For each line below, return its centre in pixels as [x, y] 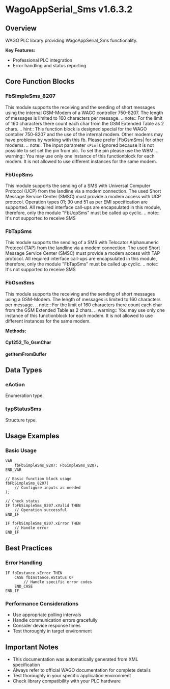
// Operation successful [41, 510]
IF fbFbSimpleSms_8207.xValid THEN [43, 506]
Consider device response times [47, 626]
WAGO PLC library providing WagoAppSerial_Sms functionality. [71, 40]
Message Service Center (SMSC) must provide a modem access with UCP [83, 196]
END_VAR [13, 470]
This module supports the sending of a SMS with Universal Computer [78, 185]
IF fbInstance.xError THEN [34, 573]
